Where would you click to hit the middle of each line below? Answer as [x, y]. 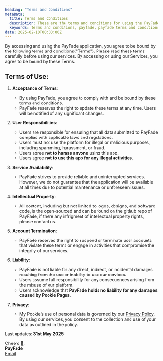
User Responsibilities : [34, 122]
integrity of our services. [44, 250]
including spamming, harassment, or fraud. [62, 147]
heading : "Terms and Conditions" [39, 9]
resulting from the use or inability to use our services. [73, 275]
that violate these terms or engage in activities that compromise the [87, 245]
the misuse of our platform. [46, 285]
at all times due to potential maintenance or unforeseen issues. [82, 187]
